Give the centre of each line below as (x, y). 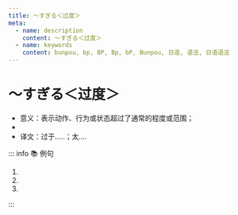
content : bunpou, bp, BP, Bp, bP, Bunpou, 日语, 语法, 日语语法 (126, 53)
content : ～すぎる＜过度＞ (62, 38)
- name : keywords (44, 45)
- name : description (49, 30)
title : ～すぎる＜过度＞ (44, 16)
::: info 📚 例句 (31, 153)
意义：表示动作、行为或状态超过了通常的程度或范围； (107, 118)
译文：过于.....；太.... (53, 136)
